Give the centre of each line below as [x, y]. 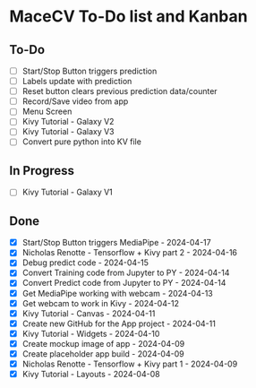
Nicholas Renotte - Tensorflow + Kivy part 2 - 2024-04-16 [130, 253]
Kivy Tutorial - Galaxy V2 [68, 122]
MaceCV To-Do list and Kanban [128, 17]
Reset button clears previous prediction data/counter [119, 91]
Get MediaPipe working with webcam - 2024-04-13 [117, 293]
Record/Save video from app [75, 101]
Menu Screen [47, 112]
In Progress [42, 171]
